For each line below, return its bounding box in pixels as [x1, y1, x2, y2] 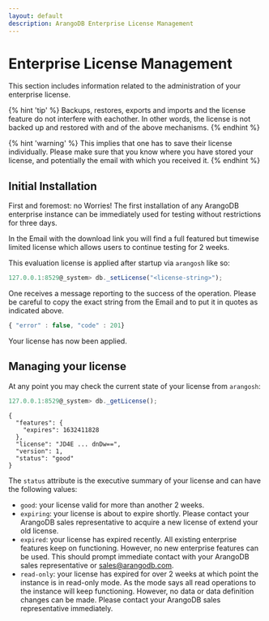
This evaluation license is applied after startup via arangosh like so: [8, 258, 231, 268]
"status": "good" [15, 454, 75, 463]
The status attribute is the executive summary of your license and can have [8, 476, 262, 485]
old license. [19, 525, 59, 536]
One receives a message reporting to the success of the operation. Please [8, 289, 257, 299]
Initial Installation [8, 179, 97, 193]
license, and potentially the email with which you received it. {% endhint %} [8, 156, 261, 166]
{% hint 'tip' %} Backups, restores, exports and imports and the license [8, 106, 246, 115]
